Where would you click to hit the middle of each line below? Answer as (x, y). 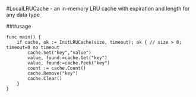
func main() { (24, 37)
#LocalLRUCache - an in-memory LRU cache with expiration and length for (98, 9)
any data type (23, 15)
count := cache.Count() (57, 68)
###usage (19, 26)
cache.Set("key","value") (60, 53)
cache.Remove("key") (53, 73)
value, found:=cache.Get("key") (68, 58)
